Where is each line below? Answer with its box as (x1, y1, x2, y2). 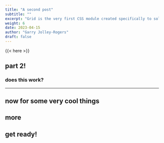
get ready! (5, 130, 38, 138)
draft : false (5, 35, 32, 40)
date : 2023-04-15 (5, 25, 41, 30)
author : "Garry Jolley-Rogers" (5, 30, 69, 35)
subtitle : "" (5, 12, 32, 17)
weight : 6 (5, 20, 25, 26)
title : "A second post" (5, 7, 54, 12)
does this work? (5, 77, 44, 83)
